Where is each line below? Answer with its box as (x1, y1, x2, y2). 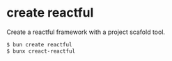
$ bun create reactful (6, 41, 72, 48)
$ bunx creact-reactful (6, 47, 76, 55)
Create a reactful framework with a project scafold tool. (6, 28, 165, 36)
